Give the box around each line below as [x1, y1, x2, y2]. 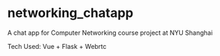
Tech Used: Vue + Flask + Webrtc [7, 42, 107, 50]
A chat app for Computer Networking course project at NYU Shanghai [7, 28, 213, 37]
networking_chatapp [7, 5, 134, 21]
